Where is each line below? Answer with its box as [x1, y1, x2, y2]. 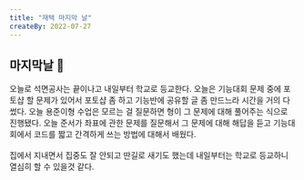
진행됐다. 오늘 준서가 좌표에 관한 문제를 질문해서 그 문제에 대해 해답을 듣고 [9, 117, 271, 128]
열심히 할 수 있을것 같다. [9, 161, 95, 173]
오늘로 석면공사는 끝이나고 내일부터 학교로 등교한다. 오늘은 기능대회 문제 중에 [9, 84, 282, 95]
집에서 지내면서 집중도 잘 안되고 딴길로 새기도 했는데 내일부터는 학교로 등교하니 [9, 150, 289, 161]
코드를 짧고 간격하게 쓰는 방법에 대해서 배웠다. [33, 129, 197, 140]
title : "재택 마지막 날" [9, 13, 93, 23]
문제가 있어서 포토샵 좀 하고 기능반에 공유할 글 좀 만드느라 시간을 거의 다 [35, 95, 291, 105]
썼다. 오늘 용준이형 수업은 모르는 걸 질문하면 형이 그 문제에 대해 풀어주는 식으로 [9, 106, 289, 117]
